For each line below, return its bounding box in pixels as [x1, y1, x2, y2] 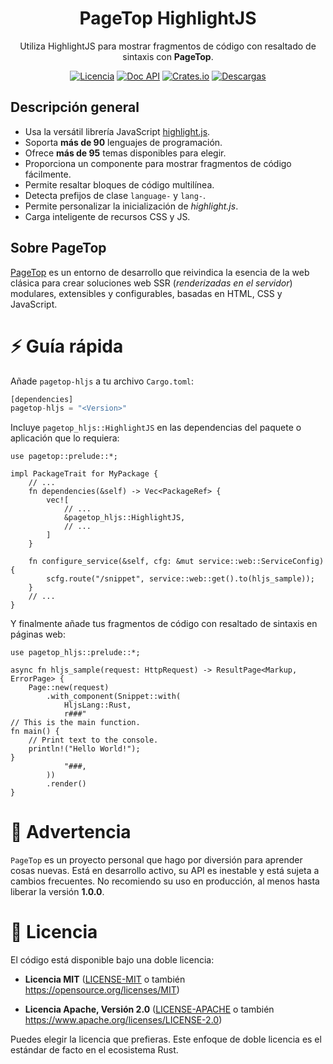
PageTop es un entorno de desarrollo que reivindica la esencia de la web [10, 266, 310, 278]
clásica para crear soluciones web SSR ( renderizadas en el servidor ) [10, 277, 293, 289]
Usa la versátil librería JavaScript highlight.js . [24, 125, 211, 137]
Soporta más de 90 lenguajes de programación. [24, 136, 223, 148]
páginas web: [10, 628, 66, 641]
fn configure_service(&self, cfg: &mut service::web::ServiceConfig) [28, 557, 325, 567]
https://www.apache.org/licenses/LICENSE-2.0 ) [24, 1014, 223, 1026]
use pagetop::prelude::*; [10, 452, 118, 462]
